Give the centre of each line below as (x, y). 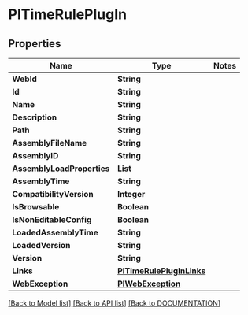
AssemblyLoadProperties (61, 169)
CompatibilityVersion (53, 194)
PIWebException (149, 283)
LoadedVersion (41, 245)
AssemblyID (35, 156)
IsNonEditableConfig (52, 220)
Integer (131, 194)
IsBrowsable (36, 207)
